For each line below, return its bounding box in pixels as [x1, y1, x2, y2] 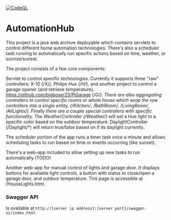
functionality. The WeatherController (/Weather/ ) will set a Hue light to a [6, 113, 156, 119]
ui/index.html [6, 210, 36, 216]
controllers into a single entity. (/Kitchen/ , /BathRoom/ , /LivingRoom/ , [6, 102, 150, 108]
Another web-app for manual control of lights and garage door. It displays [6, 164, 160, 171]
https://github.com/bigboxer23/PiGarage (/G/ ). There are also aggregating [6, 92, 162, 98]
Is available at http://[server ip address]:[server [6, 205, 113, 211]
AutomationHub [6, 23, 75, 34]
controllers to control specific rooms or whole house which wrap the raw [6, 97, 158, 103]
